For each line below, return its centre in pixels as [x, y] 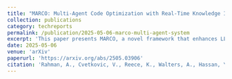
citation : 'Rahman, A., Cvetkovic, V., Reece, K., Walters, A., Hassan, [114, 65]
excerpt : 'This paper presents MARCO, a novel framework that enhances [112, 39]
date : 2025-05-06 [32, 45]
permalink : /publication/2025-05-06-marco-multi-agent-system [98, 33]
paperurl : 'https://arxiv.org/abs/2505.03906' [75, 58]
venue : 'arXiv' [29, 52]
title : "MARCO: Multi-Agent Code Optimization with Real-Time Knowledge [114, 13]
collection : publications [44, 20]
